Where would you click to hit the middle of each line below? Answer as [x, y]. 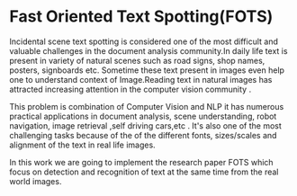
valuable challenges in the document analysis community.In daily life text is [148, 50]
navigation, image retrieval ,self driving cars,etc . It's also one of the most [145, 125]
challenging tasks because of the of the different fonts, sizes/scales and [143, 135]
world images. [36, 181]
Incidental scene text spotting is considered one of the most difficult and [144, 41]
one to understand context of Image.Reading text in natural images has [141, 79]
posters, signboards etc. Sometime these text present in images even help [147, 70]
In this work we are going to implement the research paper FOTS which [141, 162]
